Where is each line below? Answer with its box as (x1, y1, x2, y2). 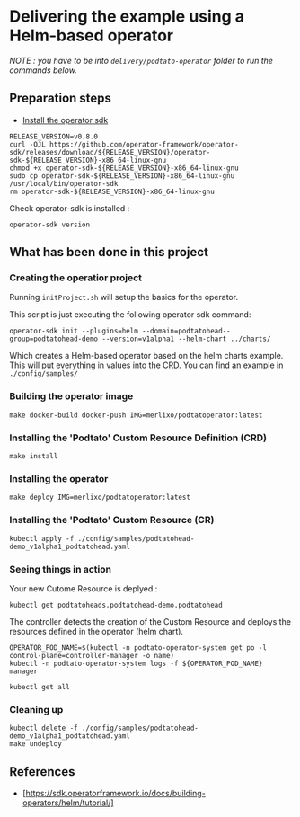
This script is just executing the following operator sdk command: (9, 309, 251, 320)
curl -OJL (9, 139, 47, 149)
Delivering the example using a (9, 6, 245, 27)
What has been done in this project (9, 244, 209, 260)
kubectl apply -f (9, 534, 75, 543)
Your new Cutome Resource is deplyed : (9, 582, 158, 594)
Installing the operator (9, 472, 109, 484)
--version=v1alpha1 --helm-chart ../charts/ (101, 334, 271, 343)
